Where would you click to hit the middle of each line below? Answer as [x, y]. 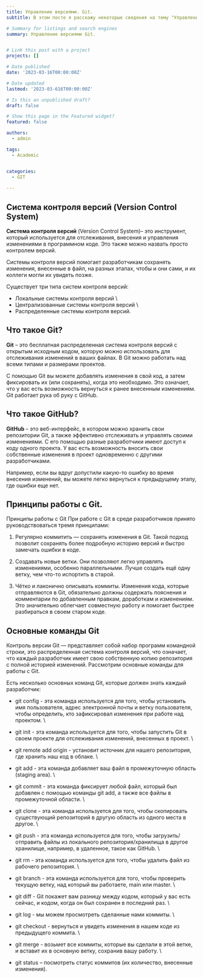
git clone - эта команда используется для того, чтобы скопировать [101, 811]
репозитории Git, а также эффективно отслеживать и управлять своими [100, 435]
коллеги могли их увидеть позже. [50, 275]
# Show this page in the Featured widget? [60, 116]
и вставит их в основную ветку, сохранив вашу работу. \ [88, 951]
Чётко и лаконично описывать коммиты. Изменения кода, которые [102, 586]
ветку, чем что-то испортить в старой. [65, 575]
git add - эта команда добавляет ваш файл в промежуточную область [105, 768]
